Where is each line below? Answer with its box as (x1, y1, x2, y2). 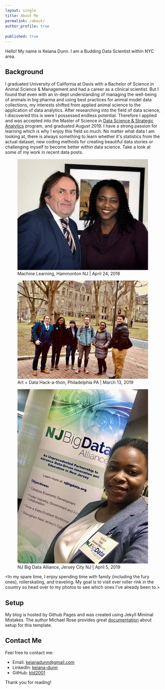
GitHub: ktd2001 (12, 670, 46, 676)
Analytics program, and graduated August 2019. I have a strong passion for (5, 123, 158, 129)
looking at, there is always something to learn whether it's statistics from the (5, 133, 160, 139)
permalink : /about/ (5, 18, 45, 23)
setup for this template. (5, 622, 53, 628)
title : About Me (5, 13, 38, 18)
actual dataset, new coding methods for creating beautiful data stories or (5, 138, 154, 144)
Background (5, 68, 43, 76)
